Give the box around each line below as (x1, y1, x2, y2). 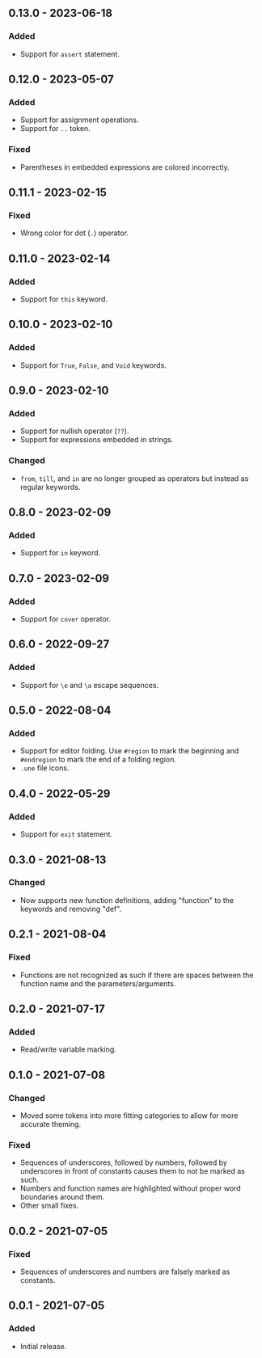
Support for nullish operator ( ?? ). (19, 426, 129, 436)
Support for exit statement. (19, 829, 113, 839)
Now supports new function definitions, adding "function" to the (19, 895, 235, 905)
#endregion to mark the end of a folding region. (19, 755, 176, 765)
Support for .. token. (19, 124, 91, 133)
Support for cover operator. (19, 614, 112, 624)
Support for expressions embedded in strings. (19, 435, 174, 445)
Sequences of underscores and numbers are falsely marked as (19, 1267, 230, 1276)
